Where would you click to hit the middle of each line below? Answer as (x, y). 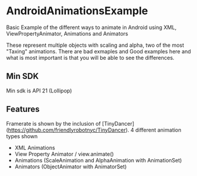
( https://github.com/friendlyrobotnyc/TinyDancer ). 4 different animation (94, 130)
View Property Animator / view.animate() (64, 154)
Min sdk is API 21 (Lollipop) (39, 91)
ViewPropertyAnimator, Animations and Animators (67, 33)
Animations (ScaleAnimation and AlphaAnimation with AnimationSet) (98, 160)
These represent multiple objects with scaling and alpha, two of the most (95, 45)
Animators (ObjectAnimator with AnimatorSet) (71, 167)
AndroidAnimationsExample (77, 11)
